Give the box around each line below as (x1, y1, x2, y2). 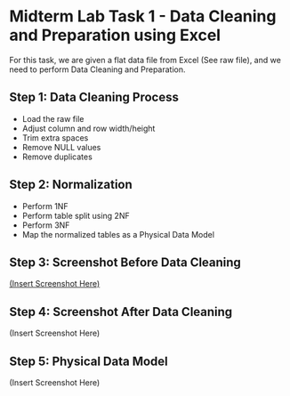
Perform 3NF (21, 220, 70, 230)
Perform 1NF (21, 200, 68, 211)
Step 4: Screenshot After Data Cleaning (9, 304, 233, 319)
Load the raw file (21, 113, 85, 124)
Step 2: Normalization (9, 177, 133, 192)
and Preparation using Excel (9, 25, 221, 45)
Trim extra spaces (21, 132, 89, 143)
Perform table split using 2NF (21, 210, 131, 221)
